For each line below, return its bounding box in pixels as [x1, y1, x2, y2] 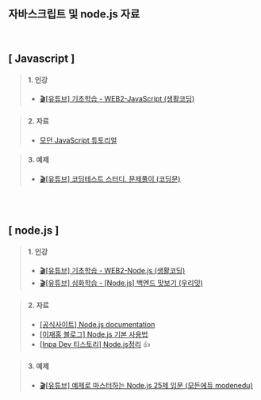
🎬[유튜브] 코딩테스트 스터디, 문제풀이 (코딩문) [39, 173, 181, 184]
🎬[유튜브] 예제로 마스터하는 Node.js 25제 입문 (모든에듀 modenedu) [39, 380, 253, 390]
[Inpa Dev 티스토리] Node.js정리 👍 [39, 339, 151, 349]
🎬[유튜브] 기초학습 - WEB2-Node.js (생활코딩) [39, 266, 186, 276]
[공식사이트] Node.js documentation [39, 319, 155, 329]
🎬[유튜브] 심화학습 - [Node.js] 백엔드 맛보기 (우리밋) [39, 278, 204, 288]
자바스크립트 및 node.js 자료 [8, 7, 140, 21]
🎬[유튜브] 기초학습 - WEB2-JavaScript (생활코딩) [39, 94, 195, 104]
